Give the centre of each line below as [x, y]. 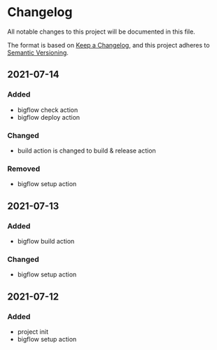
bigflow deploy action [49, 117]
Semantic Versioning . [38, 52]
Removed [24, 169]
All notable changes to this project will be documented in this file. [101, 31]
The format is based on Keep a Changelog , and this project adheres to [108, 45]
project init [33, 331]
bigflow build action [46, 241]
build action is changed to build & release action [86, 150]
